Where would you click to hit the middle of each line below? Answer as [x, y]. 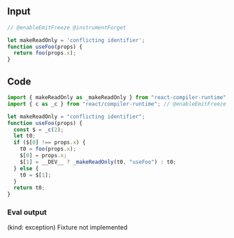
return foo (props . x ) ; [45, 53]
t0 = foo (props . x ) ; [48, 149]
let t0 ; [25, 136]
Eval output [27, 212]
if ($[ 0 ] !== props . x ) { [50, 142]
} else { [26, 168]
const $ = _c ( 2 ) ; [39, 129]
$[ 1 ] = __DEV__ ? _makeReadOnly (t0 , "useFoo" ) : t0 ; [98, 162]
